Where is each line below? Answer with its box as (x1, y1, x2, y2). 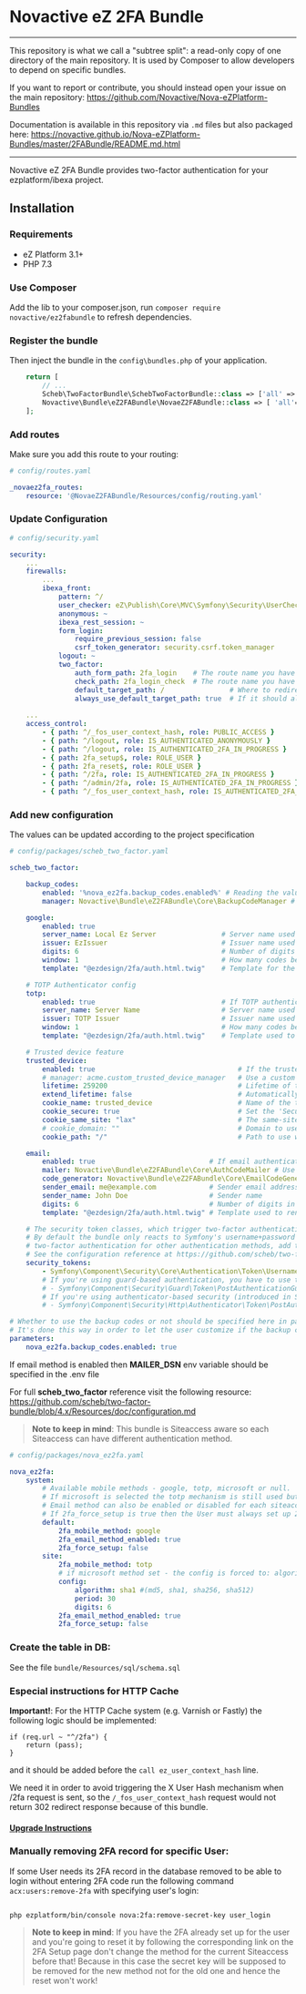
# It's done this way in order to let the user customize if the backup (9, 1325, 291, 1335)
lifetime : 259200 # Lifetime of (42, 1081, 291, 1090)
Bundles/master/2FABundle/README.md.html (9, 138, 180, 149)
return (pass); (25, 1740, 84, 1750)
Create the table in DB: (9, 1641, 111, 1654)
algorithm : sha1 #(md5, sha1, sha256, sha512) (74, 1585, 255, 1595)
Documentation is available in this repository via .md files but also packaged (9, 118, 293, 129)
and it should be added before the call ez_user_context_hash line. (9, 1764, 260, 1775)
